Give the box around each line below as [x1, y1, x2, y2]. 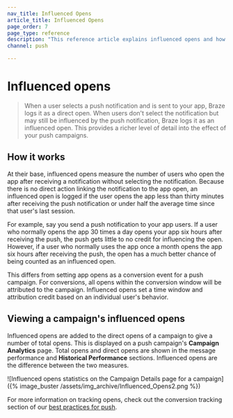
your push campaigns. [24, 131, 89, 139]
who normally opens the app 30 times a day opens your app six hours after [7, 227, 223, 236]
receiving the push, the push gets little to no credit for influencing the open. [7, 234, 224, 243]
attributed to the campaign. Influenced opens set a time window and [7, 285, 203, 294]
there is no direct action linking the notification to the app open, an [7, 184, 198, 193]
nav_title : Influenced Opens [7, 10, 92, 17]
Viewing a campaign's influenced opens [7, 313, 186, 325]
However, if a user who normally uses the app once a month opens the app [7, 242, 223, 250]
